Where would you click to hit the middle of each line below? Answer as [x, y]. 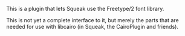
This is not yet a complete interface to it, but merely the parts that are [93, 20]
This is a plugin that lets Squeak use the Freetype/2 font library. [85, 9]
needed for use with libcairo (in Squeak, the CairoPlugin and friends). [92, 27]
